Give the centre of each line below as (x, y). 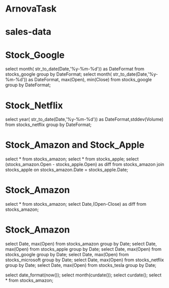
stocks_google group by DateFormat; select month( (59, 74)
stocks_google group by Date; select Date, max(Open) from (67, 255)
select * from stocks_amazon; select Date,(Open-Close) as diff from (76, 204)
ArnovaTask (31, 9)
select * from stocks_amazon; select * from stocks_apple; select (72, 159)
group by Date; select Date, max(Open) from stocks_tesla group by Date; (81, 265)
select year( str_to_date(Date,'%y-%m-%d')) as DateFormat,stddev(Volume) (84, 120)
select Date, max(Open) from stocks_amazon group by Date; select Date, (81, 244)
